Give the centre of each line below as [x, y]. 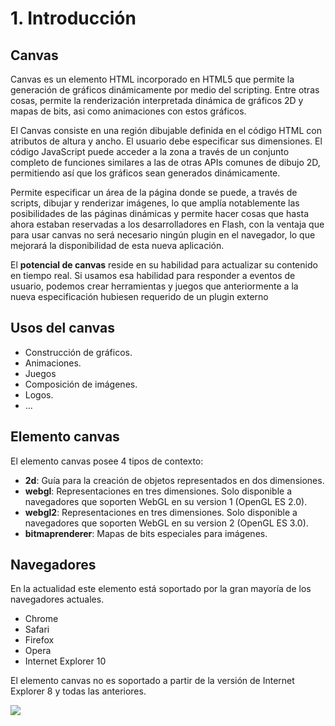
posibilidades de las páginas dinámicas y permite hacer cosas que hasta [160, 213]
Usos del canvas [62, 328]
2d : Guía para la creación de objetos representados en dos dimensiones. [174, 480]
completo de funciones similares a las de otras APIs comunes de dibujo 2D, [165, 162]
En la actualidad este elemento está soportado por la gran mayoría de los [161, 589]
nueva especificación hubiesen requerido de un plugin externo [139, 296]
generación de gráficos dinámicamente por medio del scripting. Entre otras [165, 90]
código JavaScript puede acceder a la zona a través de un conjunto [150, 151]
